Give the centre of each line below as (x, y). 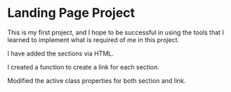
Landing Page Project (71, 13)
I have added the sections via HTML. (61, 53)
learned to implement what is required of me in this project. (93, 39)
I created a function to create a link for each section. (84, 67)
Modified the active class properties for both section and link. (97, 80)
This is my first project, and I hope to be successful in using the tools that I (116, 32)
